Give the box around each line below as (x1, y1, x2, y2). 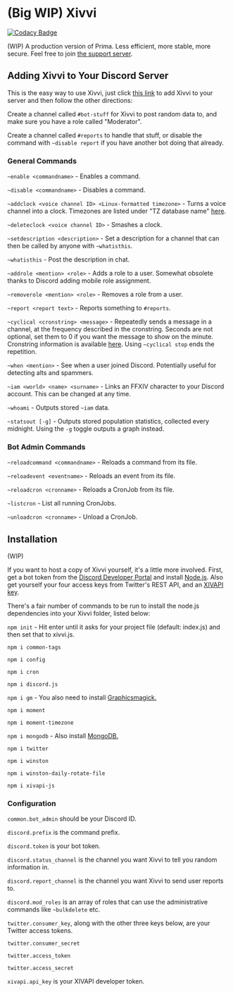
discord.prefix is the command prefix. (7, 828, 120, 837)
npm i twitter (7, 745, 49, 752)
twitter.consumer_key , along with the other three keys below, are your (7, 919, 210, 928)
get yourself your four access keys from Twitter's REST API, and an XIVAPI (7, 580, 224, 589)
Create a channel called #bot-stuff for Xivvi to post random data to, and (7, 109, 217, 118)
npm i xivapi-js (7, 783, 55, 790)
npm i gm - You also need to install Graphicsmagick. (7, 693, 157, 702)
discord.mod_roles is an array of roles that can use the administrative (7, 898, 208, 907)
